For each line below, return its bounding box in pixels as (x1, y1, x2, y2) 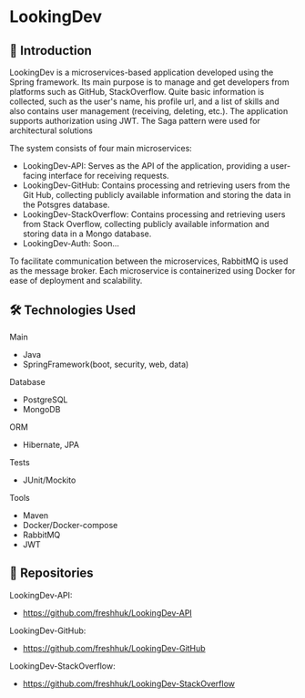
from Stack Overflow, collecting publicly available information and (22, 219, 270, 229)
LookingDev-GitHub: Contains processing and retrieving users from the (22, 180, 290, 191)
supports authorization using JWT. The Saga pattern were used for (9, 116, 261, 126)
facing (22, 171, 47, 181)
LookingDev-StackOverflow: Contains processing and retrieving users (22, 209, 286, 220)
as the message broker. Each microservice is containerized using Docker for (9, 266, 296, 276)
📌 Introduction (9, 43, 93, 58)
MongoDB (22, 403, 61, 414)
